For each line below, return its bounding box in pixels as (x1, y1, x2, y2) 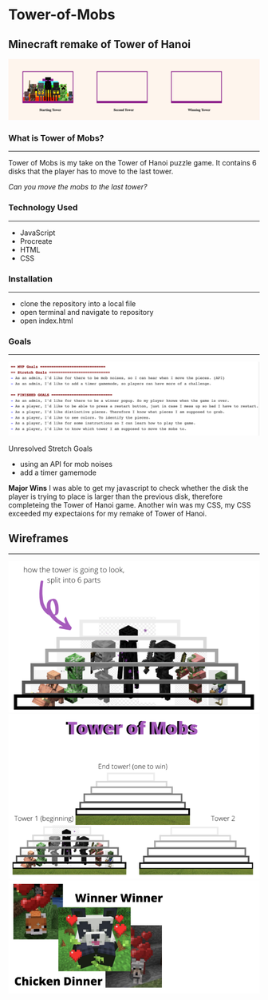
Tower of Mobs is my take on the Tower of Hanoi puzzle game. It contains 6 (8, 158, 257, 168)
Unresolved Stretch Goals (8, 444, 93, 453)
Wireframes (8, 532, 69, 545)
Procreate (19, 236, 53, 245)
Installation (8, 273, 53, 285)
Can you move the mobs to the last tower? (8, 182, 148, 192)
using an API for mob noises (19, 459, 113, 468)
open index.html (19, 316, 73, 325)
